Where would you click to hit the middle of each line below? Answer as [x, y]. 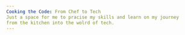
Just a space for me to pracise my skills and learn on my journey [93, 17]
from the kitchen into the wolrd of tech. [60, 23]
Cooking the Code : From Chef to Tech [54, 12]
